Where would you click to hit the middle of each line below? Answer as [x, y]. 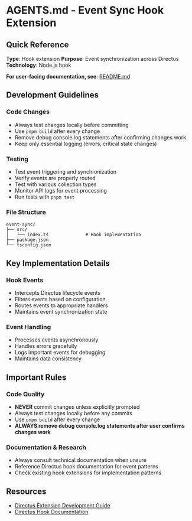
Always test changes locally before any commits [74, 413]
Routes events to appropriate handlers [61, 305]
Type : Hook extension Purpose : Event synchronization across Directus [92, 59]
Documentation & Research [46, 447]
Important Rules [36, 377]
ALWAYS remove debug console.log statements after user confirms [100, 425]
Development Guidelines [53, 95]
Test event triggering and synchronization [66, 171]
